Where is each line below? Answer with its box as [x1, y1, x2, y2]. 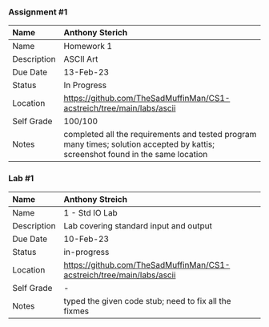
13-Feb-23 [63, 67, 110, 78]
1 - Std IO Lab [63, 207, 118, 218]
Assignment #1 [8, 6, 68, 18]
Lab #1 [8, 173, 34, 184]
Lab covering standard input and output [63, 220, 212, 231]
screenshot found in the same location [63, 149, 208, 160]
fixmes [63, 305, 90, 317]
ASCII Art [63, 54, 98, 65]
